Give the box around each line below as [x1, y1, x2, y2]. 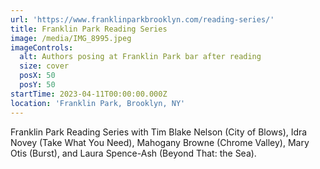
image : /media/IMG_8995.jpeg [10, 33, 132, 43]
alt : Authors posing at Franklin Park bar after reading [19, 52, 262, 62]
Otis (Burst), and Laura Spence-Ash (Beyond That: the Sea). [10, 147, 257, 159]
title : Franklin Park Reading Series [10, 24, 168, 34]
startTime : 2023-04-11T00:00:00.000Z [10, 89, 168, 99]
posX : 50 [19, 71, 56, 81]
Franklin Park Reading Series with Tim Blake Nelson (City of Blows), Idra [10, 126, 308, 138]
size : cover [19, 61, 70, 71]
